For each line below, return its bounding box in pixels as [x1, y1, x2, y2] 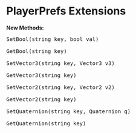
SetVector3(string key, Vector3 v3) [6, 60, 115, 67]
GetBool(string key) [6, 48, 68, 55]
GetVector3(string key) [6, 72, 77, 79]
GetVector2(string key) [6, 96, 77, 103]
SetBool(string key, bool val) [6, 36, 99, 43]
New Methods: [6, 24, 44, 31]
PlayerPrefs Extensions [6, 4, 126, 18]
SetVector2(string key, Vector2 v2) [6, 84, 115, 91]
